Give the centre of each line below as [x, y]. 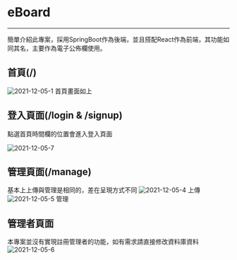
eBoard [29, 12]
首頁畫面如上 [73, 91]
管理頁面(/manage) [49, 171]
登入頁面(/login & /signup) [65, 116]
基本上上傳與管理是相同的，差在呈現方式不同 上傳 [104, 190]
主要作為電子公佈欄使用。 [69, 48]
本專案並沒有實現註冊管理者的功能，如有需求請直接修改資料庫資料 [103, 242]
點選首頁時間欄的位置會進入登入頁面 [60, 134]
